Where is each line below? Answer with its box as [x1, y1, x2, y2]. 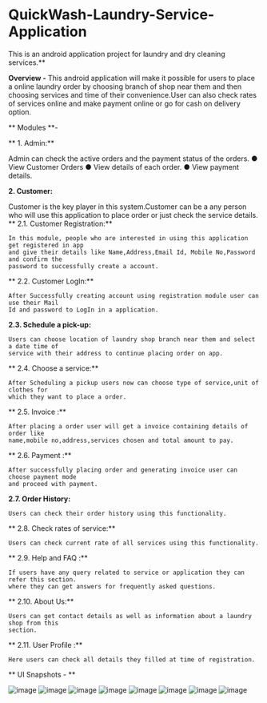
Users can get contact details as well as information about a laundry [8, 612, 252, 620]
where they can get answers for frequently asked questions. [8, 582, 217, 590]
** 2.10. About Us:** [8, 597, 74, 606]
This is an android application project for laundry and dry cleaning [8, 49, 225, 58]
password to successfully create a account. [8, 262, 159, 270]
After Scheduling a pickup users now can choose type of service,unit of [8, 379, 260, 387]
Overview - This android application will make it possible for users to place [8, 73, 256, 82]
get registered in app [8, 241, 84, 249]
